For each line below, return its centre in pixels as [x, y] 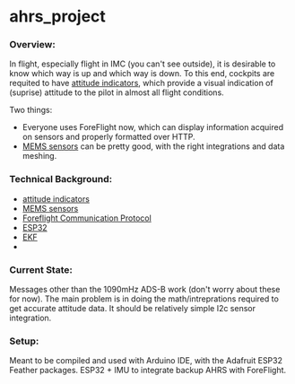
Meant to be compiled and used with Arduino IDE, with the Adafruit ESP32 [146, 361]
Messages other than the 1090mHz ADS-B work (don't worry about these [145, 290]
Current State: [41, 269]
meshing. [39, 156]
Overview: [32, 45]
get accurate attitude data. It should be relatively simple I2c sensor [132, 309]
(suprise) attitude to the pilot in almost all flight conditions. [117, 92]
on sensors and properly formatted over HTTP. [108, 137]
